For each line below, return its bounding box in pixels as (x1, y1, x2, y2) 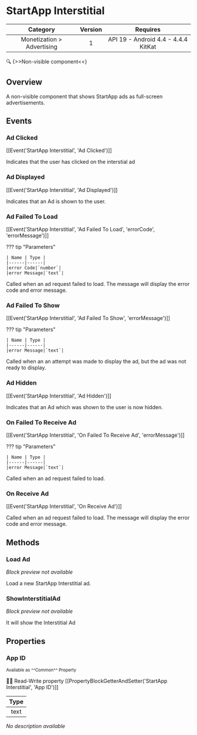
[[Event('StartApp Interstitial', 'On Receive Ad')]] (6, 503, 122, 510)
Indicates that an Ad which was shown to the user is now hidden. (6, 403, 163, 410)
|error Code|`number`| (6, 265, 62, 271)
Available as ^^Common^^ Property (6, 667, 77, 673)
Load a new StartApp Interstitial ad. (6, 579, 91, 586)
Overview (6, 77, 43, 87)
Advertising (25, 42, 57, 50)
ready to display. (6, 364, 46, 371)
